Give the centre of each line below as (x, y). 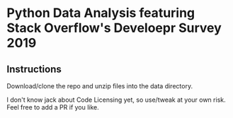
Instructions (34, 69)
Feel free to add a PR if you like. (53, 107)
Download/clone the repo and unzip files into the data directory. (100, 86)
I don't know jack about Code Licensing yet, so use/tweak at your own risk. (116, 100)
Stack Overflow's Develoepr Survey (114, 28)
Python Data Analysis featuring (101, 13)
